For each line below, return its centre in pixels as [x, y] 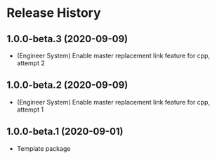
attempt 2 [31, 63]
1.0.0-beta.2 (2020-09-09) [67, 85]
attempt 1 [30, 109]
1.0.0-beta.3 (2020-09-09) [67, 39]
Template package [44, 148]
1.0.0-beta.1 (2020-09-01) [65, 132]
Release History [54, 13]
